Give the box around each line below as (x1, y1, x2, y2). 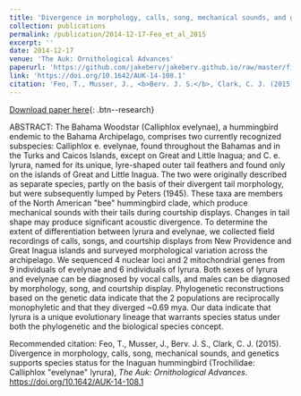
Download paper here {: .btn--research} (9, 104, 155, 114)
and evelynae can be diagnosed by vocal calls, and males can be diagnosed (9, 274, 291, 284)
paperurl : (9, 63, 47, 72)
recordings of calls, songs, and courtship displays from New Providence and (9, 235, 292, 246)
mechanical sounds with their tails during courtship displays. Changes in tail (9, 206, 290, 217)
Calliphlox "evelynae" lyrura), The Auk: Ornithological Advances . (9, 367, 248, 377)
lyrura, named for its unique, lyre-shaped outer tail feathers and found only (9, 159, 286, 170)
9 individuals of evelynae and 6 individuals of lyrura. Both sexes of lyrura (9, 264, 278, 274)
